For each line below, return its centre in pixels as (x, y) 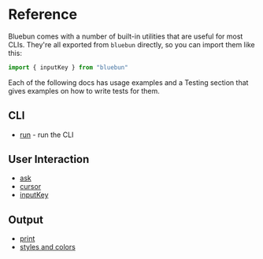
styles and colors (48, 247)
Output (26, 219)
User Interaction (49, 159)
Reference (43, 15)
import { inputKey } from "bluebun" (68, 67)
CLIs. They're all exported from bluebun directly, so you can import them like (131, 44)
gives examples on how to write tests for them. (84, 91)
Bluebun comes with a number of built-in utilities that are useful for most (126, 36)
